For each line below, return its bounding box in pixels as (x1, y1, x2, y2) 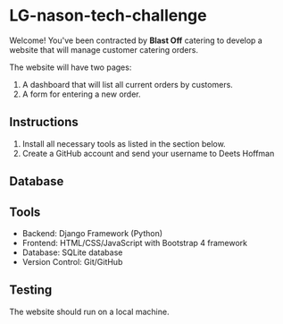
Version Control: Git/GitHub (21, 256, 123, 267)
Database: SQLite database (21, 247, 123, 258)
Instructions (9, 115, 79, 130)
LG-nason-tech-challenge (9, 5, 207, 26)
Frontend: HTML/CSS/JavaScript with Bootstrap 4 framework (21, 237, 248, 248)
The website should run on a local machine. (9, 306, 170, 317)
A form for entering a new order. (21, 89, 141, 99)
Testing (9, 283, 53, 298)
